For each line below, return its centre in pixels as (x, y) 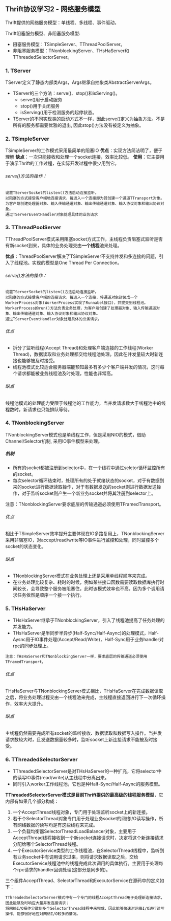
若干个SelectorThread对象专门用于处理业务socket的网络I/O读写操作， (86, 819)
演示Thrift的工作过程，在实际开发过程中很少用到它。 (64, 163)
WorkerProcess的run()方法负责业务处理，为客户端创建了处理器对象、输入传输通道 (81, 309)
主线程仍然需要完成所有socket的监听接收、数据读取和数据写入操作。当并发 (83, 733)
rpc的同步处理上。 (32, 646)
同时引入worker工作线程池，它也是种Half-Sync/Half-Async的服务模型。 (88, 784)
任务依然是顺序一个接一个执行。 (51, 595)
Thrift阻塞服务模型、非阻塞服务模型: (43, 33)
